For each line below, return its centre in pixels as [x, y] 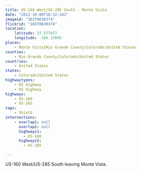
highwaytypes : [20, 80]
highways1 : [30, 131]
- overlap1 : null [32, 122]
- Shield [23, 113]
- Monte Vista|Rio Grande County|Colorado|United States [75, 47]
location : [16, 29]
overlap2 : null [34, 127]
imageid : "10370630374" [30, 19]
